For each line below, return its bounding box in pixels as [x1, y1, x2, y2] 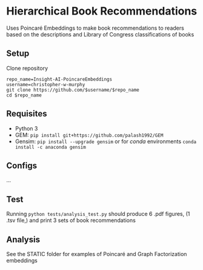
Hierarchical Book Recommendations [6, 4, 198, 18]
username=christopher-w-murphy [6, 81, 85, 87]
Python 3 [15, 124, 38, 132]
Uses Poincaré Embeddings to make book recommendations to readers [6, 24, 185, 32]
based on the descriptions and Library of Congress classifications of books [6, 30, 195, 38]
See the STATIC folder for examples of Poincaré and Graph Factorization [6, 251, 187, 257]
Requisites [6, 109, 47, 119]
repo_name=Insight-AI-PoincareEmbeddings [6, 76, 113, 83]
